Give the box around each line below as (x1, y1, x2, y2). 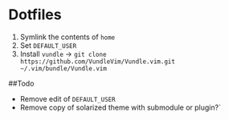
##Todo (8, 78, 35, 88)
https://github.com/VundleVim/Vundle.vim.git (19, 58, 175, 66)
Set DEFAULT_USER (19, 40, 77, 50)
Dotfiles (8, 6, 62, 24)
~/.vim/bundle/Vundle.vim (19, 64, 107, 73)
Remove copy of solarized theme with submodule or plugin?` (19, 102, 221, 112)
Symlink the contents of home (19, 32, 116, 42)
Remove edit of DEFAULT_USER (19, 94, 116, 103)
